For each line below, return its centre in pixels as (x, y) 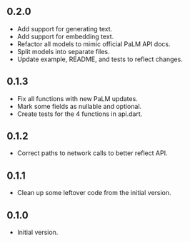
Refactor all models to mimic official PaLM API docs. (94, 44)
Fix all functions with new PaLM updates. (77, 98)
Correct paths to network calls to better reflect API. (92, 153)
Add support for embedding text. (65, 36)
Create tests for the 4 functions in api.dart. (80, 114)
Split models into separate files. (63, 51)
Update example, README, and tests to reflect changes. (100, 59)
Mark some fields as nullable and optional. (79, 106)
